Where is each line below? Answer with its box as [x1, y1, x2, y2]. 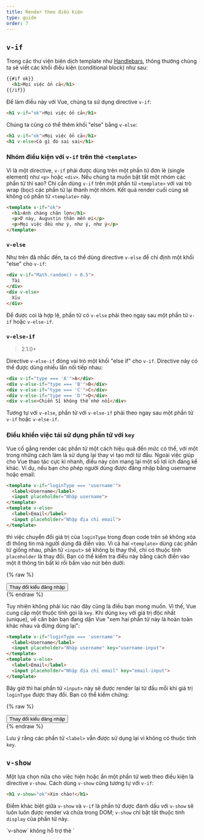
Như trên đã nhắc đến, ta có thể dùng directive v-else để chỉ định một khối [6, 254, 194, 261]
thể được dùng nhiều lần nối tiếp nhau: [6, 363, 103, 371]
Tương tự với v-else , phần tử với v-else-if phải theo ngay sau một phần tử [6, 409, 194, 416]
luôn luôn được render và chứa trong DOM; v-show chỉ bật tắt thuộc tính [6, 809, 185, 816]
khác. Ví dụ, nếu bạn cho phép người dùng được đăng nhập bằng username [6, 464, 196, 471]
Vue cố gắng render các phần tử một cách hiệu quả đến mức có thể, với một [6, 444, 198, 452]
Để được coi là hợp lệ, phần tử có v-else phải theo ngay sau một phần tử [6, 311, 188, 319]
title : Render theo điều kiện [6, 9, 83, 15]
